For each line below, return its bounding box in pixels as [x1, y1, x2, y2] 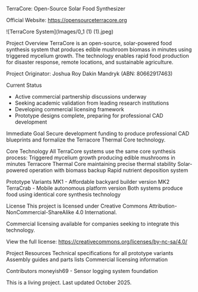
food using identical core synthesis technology [6, 191, 121, 198]
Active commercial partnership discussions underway [14, 93, 147, 100]
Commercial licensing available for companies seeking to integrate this [6, 220, 180, 227]
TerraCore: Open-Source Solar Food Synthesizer [6, 5, 126, 12]
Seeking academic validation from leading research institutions [14, 99, 169, 106]
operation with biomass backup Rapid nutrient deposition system [29, 167, 188, 174]
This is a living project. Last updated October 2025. [6, 279, 132, 286]
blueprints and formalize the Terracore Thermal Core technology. [6, 136, 166, 143]
